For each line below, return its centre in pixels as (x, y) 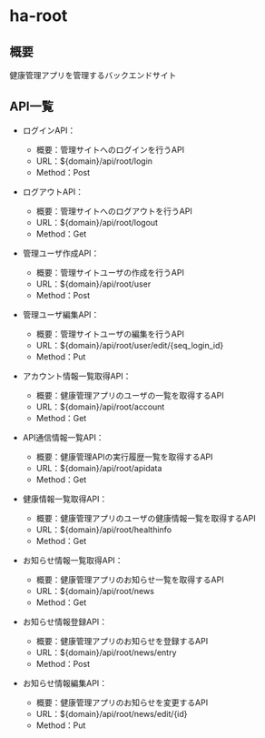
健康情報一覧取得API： (65, 499)
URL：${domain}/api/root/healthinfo (104, 530)
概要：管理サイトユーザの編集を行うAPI (110, 334)
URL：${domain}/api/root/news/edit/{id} (112, 713)
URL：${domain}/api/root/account (100, 407)
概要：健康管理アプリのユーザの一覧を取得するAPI (130, 395)
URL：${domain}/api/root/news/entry (106, 652)
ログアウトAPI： (53, 191)
